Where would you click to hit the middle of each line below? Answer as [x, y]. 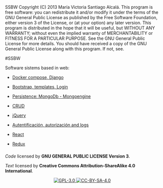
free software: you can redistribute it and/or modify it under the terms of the [82, 12]
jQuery [19, 115]
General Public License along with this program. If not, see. [65, 49]
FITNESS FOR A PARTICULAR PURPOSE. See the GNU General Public [75, 38]
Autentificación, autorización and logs [50, 125]
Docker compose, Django [38, 77]
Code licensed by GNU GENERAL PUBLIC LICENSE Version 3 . [68, 156]
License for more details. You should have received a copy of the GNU [76, 43]
